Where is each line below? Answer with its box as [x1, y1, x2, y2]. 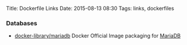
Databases [6, 19, 37, 27]
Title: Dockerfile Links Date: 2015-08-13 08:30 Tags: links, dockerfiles [6, 5, 174, 12]
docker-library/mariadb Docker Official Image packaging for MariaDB [14, 32, 181, 39]
